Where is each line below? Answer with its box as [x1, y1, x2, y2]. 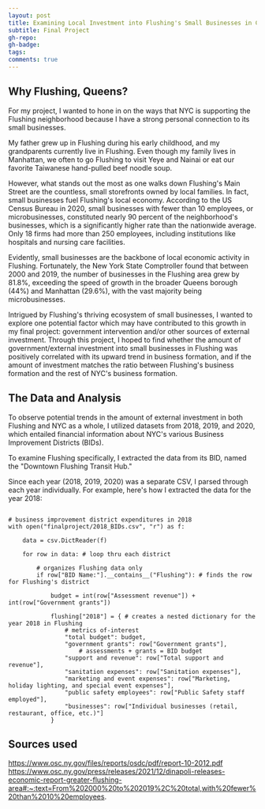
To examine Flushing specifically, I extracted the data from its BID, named [8, 453, 247, 462]
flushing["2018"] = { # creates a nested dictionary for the [50, 612, 256, 620]
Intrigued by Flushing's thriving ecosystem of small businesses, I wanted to [8, 310, 253, 319]
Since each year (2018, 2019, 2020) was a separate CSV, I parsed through [8, 476, 248, 486]
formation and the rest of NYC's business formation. [8, 368, 178, 378]
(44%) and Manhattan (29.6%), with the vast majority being [8, 286, 203, 295]
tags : [8, 48, 26, 56]
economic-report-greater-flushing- [8, 775, 122, 785]
